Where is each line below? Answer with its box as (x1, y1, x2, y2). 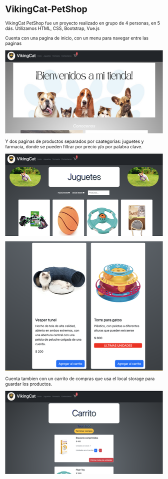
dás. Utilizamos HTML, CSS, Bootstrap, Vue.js (5, 25, 100, 31)
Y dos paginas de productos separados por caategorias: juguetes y (5, 138, 144, 144)
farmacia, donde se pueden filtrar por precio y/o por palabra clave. (5, 143, 142, 149)
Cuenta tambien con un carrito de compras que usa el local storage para (5, 376, 155, 382)
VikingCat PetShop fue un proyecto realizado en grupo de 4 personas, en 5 (5, 20, 160, 26)
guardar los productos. (5, 381, 52, 387)
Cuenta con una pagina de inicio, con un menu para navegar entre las (5, 35, 149, 41)
